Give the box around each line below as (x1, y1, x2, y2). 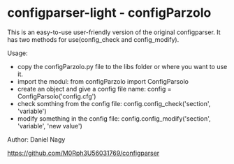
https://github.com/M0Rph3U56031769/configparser (7, 149, 160, 157)
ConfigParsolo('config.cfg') (17, 92, 96, 100)
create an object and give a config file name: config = (17, 84, 173, 93)
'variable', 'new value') (17, 121, 82, 130)
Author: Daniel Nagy (7, 135, 66, 144)
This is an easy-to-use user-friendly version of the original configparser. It (7, 28, 221, 36)
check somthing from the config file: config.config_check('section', (17, 99, 211, 107)
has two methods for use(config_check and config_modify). (7, 35, 180, 43)
